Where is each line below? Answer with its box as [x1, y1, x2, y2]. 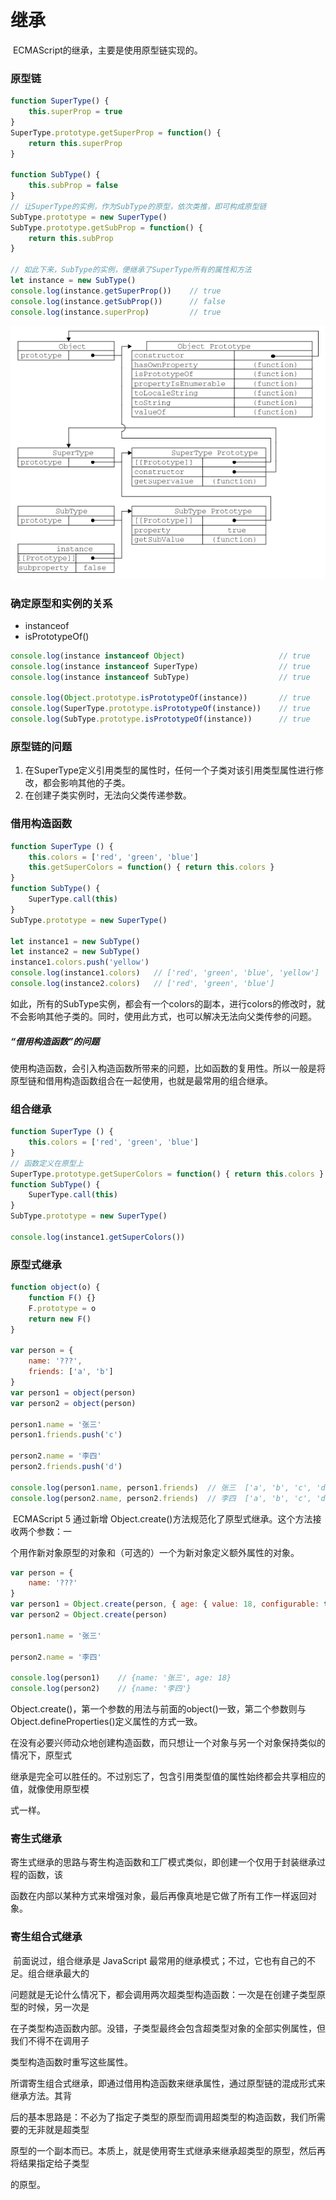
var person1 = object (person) [10, 1387, 137, 1398]
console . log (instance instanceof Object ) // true [10, 651, 311, 661]
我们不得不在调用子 [10, 2034, 90, 2046]
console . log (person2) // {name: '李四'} [10, 1684, 192, 1694]
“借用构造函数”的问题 [10, 1035, 100, 1047]
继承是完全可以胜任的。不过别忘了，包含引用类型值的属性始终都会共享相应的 [10, 1771, 326, 1782]
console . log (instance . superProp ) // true [10, 307, 222, 317]
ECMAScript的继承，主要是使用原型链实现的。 [12, 44, 203, 56]
